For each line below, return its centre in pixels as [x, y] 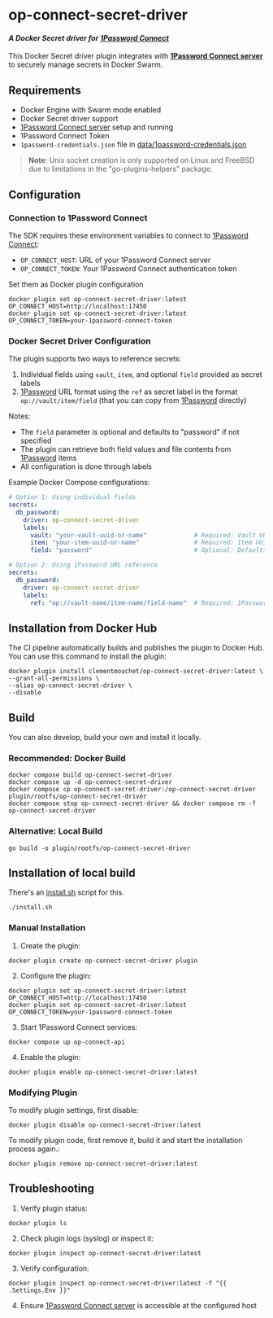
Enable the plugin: [50, 1057]
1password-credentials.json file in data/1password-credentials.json [133, 145]
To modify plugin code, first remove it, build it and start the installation [126, 1141]
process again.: [34, 1149]
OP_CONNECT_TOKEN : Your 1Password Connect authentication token [128, 268]
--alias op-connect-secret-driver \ [70, 685]
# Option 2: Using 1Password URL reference [83, 565]
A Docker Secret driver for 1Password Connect [89, 37]
